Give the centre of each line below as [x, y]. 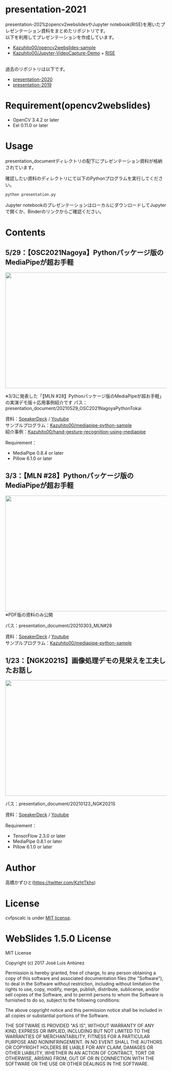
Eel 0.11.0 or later [30, 125]
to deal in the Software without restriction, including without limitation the [82, 984]
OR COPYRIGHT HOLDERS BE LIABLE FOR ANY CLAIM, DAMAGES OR [79, 1047]
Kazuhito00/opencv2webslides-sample [54, 47]
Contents [26, 232]
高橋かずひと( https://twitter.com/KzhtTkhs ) [51, 883]
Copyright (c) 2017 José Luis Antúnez [45, 963]
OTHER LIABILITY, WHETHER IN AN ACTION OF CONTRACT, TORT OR [80, 1053]
